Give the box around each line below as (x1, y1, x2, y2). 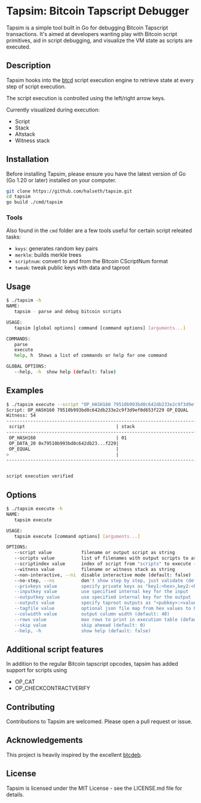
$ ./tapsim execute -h (6, 506, 63, 512)
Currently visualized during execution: (6, 106, 100, 113)
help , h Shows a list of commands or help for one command (14, 353, 167, 359)
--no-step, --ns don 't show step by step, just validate (14, 578, 184, 584)
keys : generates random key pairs (14, 245, 98, 252)
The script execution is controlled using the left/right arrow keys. (6, 94, 166, 101)
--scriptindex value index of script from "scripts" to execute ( (14, 561, 197, 567)
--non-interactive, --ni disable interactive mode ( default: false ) (14, 572, 191, 578)
